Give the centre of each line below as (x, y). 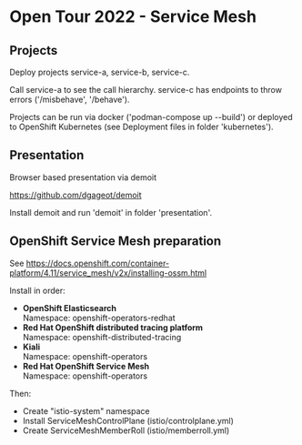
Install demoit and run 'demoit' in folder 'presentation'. (111, 212)
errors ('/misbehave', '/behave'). (70, 99)
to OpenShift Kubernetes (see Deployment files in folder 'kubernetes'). (142, 126)
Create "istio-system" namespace (86, 410)
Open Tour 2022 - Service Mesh (133, 17)
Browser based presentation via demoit (83, 177)
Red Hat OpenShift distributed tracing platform (112, 327)
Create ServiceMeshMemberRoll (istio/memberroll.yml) (126, 430)
